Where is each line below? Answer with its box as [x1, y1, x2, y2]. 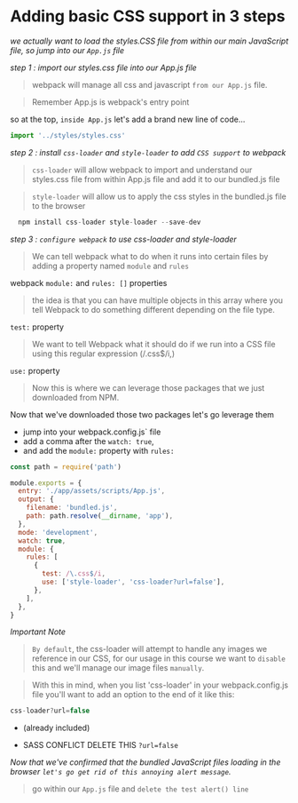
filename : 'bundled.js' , [26, 504, 118, 513]
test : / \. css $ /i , [42, 569, 106, 578]
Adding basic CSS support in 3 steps [10, 6, 286, 27]
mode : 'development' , [18, 528, 98, 537]
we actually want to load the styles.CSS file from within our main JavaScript [10, 36, 289, 46]
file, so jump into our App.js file [10, 44, 125, 55]
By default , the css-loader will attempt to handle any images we [31, 644, 268, 655]
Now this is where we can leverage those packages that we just [31, 382, 265, 393]
